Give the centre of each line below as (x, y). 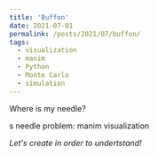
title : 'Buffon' (39, 17)
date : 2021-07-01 (41, 26)
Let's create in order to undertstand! (75, 143)
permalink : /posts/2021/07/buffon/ (75, 34)
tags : (19, 42)
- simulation (41, 83)
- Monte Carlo (43, 75)
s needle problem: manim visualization (79, 126)
